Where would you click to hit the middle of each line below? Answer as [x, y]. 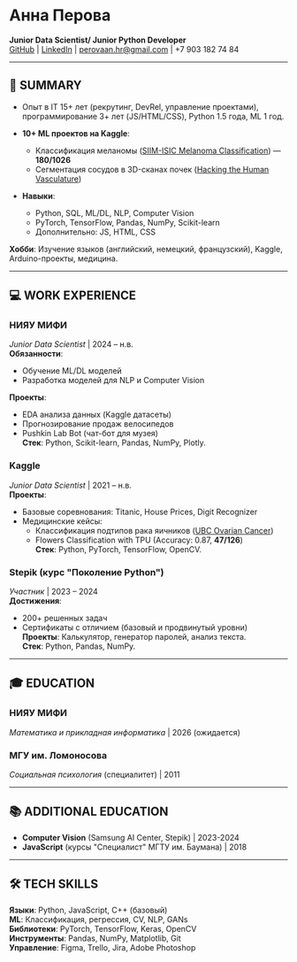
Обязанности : [36, 354]
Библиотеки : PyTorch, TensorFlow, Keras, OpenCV [103, 928]
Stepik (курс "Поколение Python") [87, 572]
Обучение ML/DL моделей [72, 371]
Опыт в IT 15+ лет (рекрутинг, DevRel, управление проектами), [140, 106]
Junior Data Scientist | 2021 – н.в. [71, 485]
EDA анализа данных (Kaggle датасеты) [97, 415]
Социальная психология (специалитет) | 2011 [95, 774]
